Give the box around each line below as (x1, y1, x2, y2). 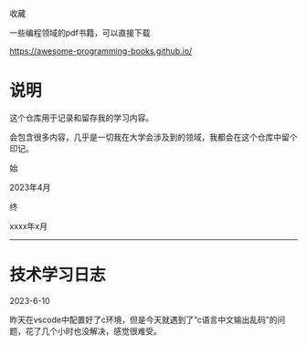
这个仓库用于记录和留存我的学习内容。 (9, 112, 153, 123)
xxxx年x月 (9, 220, 48, 231)
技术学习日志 (9, 265, 107, 286)
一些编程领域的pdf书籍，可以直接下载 (9, 27, 151, 38)
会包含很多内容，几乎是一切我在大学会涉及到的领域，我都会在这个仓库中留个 (9, 131, 298, 142)
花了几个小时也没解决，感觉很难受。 (25, 325, 162, 336)
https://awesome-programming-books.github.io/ (9, 46, 193, 57)
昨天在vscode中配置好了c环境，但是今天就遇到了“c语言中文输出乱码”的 (9, 314, 278, 325)
